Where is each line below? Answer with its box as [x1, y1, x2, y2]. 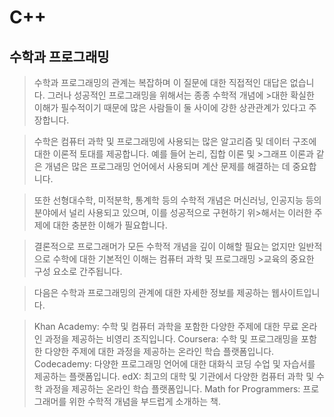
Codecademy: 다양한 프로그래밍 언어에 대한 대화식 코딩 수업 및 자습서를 [33, 358, 316, 370]
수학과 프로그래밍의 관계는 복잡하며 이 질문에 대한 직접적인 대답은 [33, 77, 288, 88]
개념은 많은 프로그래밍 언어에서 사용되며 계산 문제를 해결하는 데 [44, 161, 291, 172]
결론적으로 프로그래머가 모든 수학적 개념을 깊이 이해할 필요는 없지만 [33, 241, 296, 252]
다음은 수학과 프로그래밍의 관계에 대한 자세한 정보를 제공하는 [33, 287, 270, 298]
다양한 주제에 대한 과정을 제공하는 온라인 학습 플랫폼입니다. [44, 346, 275, 357]
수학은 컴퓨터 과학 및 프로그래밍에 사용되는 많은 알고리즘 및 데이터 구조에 [33, 136, 317, 147]
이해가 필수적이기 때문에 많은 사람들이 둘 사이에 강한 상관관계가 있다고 [33, 102, 307, 113]
